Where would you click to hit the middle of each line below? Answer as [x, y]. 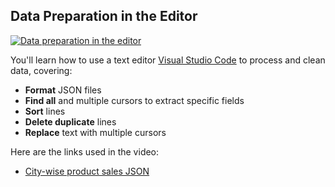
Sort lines [45, 111]
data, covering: [41, 70]
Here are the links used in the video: [85, 151]
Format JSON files [63, 90]
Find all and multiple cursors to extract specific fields [134, 100]
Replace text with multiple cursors [95, 132]
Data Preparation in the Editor [104, 16]
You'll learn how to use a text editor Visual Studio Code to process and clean [168, 60]
